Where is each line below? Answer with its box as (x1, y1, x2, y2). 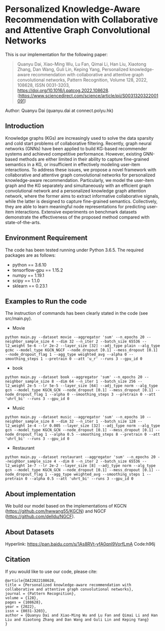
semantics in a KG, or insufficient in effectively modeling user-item (5, 161, 141, 167)
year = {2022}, (5, 604, 37, 609)
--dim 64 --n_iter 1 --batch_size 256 (56, 379, 136, 384)
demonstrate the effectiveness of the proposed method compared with (5, 214, 150, 220)
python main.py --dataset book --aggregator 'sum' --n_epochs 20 (5, 375, 142, 380)
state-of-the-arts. (5, 219, 41, 225)
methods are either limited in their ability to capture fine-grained (19, 156, 149, 162)
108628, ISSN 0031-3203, (17, 82, 70, 88)
